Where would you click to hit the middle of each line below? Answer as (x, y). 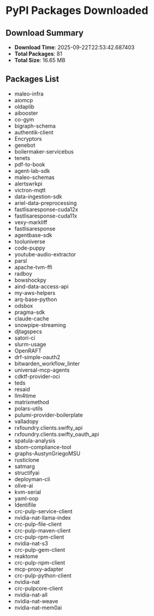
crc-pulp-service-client (43, 511)
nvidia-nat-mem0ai (38, 608)
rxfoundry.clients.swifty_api (48, 427)
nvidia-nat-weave (36, 601)
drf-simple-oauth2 (37, 357)
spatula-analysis (35, 440)
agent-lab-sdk (32, 170)
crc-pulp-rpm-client (39, 537)
